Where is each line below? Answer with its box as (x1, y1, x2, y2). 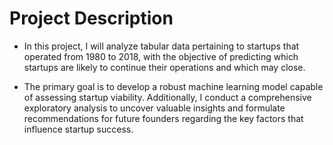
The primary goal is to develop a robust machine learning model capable (23, 80, 324, 92)
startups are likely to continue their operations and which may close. (23, 61, 306, 73)
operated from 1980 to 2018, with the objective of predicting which (23, 50, 299, 62)
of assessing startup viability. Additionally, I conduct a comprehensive (23, 91, 312, 103)
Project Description (9, 7, 174, 30)
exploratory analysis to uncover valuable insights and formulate (23, 102, 286, 114)
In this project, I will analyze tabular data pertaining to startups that (23, 40, 300, 52)
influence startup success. (23, 123, 134, 135)
